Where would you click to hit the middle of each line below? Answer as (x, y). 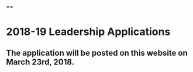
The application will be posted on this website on (97, 53)
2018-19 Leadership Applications (88, 32)
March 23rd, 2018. (40, 62)
